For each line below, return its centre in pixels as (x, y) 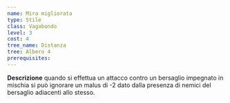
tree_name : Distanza (37, 45)
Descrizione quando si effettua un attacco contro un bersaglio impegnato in (115, 78)
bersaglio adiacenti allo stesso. (51, 92)
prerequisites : (29, 58)
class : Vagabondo (32, 26)
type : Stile (24, 20)
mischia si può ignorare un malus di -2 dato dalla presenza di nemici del (109, 85)
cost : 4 (18, 39)
